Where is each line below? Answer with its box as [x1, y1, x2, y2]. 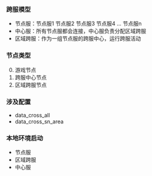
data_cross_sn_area [14, 118, 64, 125]
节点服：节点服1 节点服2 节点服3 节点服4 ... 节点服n [14, 20, 142, 28]
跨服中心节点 [14, 74, 47, 81]
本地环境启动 [6, 133, 44, 142]
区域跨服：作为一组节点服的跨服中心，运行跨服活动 [14, 35, 141, 43]
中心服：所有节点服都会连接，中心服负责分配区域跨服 [14, 28, 147, 35]
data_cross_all [14, 111, 50, 119]
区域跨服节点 [14, 81, 47, 88]
